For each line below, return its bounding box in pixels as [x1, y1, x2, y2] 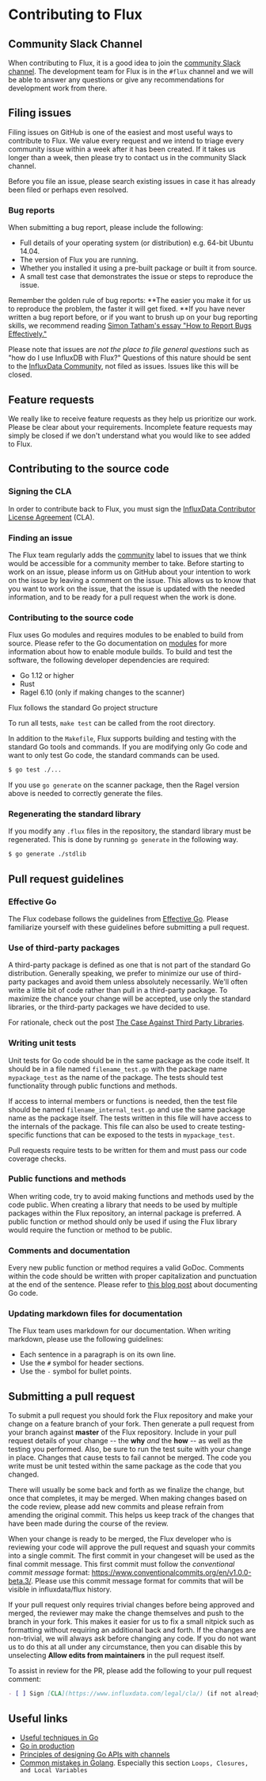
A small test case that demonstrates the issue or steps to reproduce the [19, 272, 253, 282]
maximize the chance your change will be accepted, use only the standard [8, 994, 251, 1004]
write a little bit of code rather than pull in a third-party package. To [8, 986, 228, 995]
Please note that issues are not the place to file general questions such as [8, 345, 249, 354]
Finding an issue [8, 532, 73, 543]
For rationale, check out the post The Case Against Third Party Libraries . [8, 1017, 245, 1028]
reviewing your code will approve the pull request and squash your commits [8, 1542, 256, 1552]
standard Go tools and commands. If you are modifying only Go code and [8, 742, 248, 752]
